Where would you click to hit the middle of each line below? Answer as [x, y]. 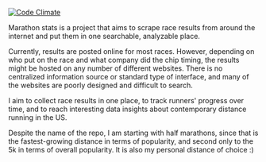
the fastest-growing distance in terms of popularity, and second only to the [131, 141]
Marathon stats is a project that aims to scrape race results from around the [132, 27]
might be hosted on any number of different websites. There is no [116, 68]
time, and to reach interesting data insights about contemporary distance [127, 109]
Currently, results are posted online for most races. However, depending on [131, 51]
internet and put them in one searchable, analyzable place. [104, 36]
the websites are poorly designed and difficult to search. [100, 85]
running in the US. [38, 118]
